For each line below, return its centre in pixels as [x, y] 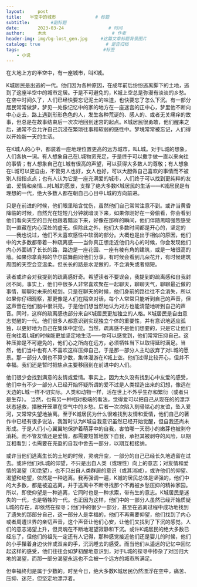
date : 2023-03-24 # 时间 [64, 28]
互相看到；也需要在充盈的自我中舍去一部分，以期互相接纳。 [78, 443]
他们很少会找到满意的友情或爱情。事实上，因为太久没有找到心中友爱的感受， [98, 377]
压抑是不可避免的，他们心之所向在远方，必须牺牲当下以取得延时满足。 [96, 343]
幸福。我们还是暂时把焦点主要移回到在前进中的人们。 [70, 365]
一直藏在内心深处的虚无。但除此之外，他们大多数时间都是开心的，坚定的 [98, 227]
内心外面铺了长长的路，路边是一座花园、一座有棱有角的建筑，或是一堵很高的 [98, 249]
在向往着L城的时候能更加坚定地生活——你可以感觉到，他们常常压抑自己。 [95, 335]
